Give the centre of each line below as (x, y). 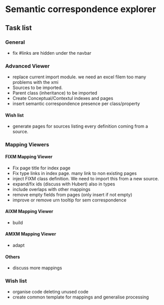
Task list (19, 28)
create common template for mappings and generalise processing (80, 297)
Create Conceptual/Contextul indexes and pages (63, 98)
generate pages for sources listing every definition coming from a (80, 126)
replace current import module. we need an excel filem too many (79, 77)
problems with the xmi (35, 82)
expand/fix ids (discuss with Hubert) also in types (64, 184)
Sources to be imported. (37, 88)
